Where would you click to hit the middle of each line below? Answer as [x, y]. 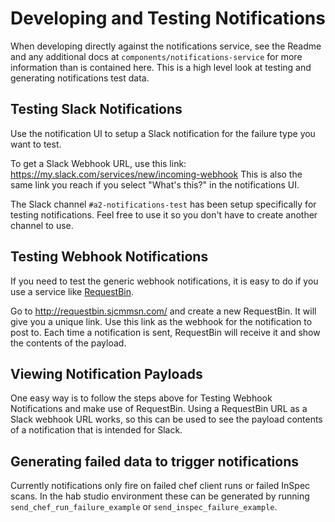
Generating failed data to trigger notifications [154, 461]
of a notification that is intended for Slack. [96, 430]
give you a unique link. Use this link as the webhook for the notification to [161, 321]
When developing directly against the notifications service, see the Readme [166, 46]
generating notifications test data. [80, 78]
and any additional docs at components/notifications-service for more [156, 56]
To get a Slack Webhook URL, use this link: [98, 163]
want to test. [36, 144]
